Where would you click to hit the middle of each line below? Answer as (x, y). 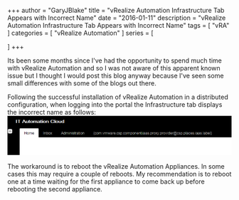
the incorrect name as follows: (52, 112)
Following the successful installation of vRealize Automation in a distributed (118, 97)
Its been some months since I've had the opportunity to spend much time (115, 60)
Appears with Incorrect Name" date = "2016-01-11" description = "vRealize (117, 18)
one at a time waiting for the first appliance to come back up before (106, 181)
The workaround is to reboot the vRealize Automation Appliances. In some (116, 166)
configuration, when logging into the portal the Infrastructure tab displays (115, 105)
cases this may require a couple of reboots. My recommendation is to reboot (119, 174)
